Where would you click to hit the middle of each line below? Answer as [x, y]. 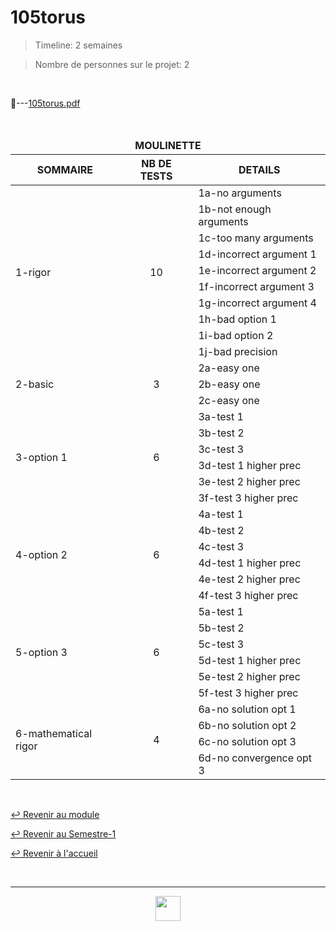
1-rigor [33, 272]
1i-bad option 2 [236, 335]
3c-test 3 [221, 449]
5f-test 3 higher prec [248, 693]
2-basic [35, 384]
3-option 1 [41, 457]
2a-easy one [229, 368]
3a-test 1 [221, 416]
